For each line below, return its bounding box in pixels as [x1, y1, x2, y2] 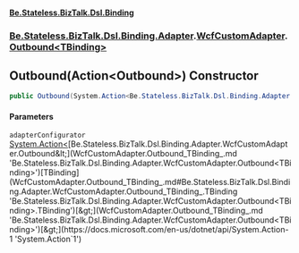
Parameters [9, 111, 54, 122]
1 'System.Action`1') [9, 233, 82, 245]
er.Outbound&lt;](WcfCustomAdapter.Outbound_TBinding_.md [9, 148, 237, 159]
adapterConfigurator [9, 131, 87, 140]
